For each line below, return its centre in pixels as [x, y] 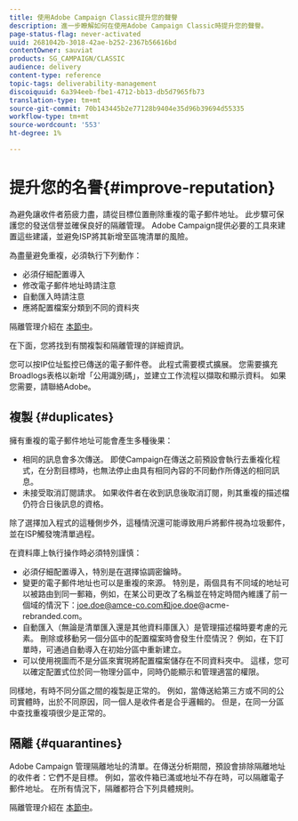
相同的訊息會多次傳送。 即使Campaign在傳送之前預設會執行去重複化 [147, 459]
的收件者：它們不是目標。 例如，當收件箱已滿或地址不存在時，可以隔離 [139, 777]
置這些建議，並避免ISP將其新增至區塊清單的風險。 [101, 236]
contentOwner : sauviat [51, 51]
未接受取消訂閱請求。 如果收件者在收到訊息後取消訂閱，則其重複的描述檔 [156, 492]
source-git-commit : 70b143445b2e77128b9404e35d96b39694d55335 [127, 109]
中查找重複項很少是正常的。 [60, 712]
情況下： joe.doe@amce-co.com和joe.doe [122, 605]
